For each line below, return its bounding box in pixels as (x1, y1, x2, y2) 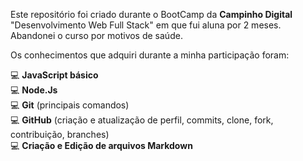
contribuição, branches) (10, 129, 110, 140)
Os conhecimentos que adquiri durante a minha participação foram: (10, 49, 290, 61)
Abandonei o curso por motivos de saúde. (10, 30, 183, 41)
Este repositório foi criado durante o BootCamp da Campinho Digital (10, 9, 293, 20)
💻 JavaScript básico (10, 69, 99, 81)
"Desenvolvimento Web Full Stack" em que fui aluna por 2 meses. (10, 19, 282, 31)
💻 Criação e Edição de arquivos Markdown (10, 140, 193, 151)
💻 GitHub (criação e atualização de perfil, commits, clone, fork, (10, 114, 274, 126)
